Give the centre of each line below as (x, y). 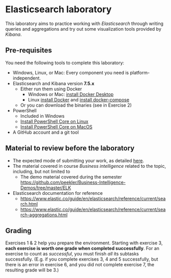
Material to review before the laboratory (70, 148)
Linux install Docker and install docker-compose (79, 99)
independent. (27, 78)
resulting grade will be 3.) (32, 270)
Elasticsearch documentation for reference (58, 193)
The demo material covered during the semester (71, 176)
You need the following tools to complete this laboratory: (65, 63)
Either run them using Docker (51, 89)
